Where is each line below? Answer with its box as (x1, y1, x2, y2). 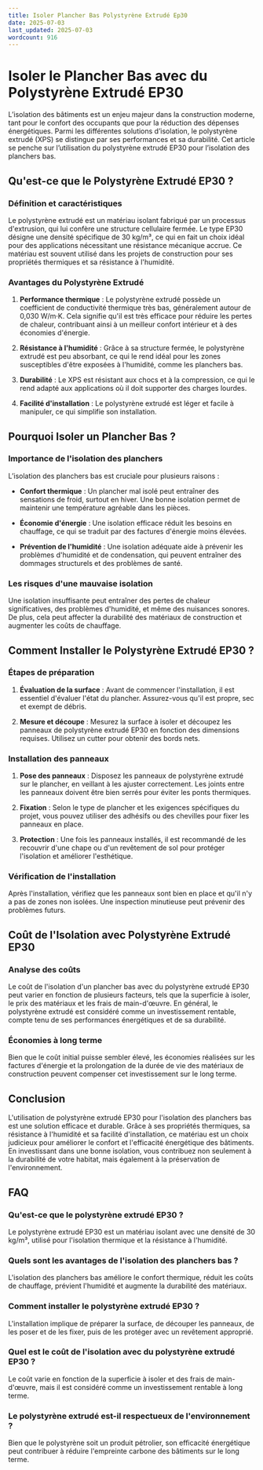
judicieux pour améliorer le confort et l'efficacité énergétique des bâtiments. (8, 1138, 254, 1147)
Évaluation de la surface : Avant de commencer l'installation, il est (19, 684, 235, 695)
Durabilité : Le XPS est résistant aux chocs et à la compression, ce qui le (19, 375, 255, 385)
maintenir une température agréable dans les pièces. (19, 503, 191, 512)
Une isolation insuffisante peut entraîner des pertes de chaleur (8, 596, 210, 605)
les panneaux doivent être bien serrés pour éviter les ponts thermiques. (19, 788, 251, 797)
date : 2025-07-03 (8, 19, 65, 27)
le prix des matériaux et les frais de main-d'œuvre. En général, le (8, 998, 218, 1009)
